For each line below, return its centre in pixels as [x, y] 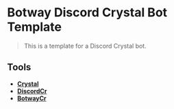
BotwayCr [32, 98]
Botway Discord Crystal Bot [87, 13]
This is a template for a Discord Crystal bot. [85, 46]
